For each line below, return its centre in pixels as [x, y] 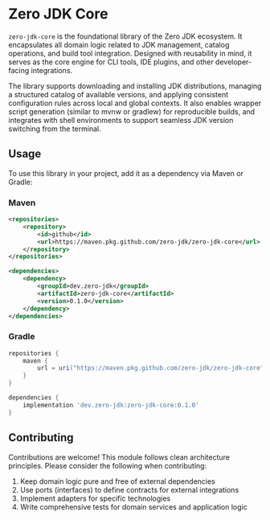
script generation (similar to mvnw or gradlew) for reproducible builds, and [132, 111]
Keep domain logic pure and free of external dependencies [117, 481]
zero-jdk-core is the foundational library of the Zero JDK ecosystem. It [125, 36]
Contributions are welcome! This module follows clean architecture [119, 457]
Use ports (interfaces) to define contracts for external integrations [129, 489]
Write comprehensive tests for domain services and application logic [133, 506]
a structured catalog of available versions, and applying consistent [119, 94]
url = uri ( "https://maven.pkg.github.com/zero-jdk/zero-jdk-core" [151, 368]
